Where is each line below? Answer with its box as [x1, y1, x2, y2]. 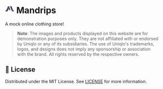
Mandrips [16, 5, 56, 16]
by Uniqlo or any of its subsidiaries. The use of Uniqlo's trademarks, [17, 41, 155, 46]
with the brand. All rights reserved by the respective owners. [17, 51, 140, 57]
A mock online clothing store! [5, 21, 64, 27]
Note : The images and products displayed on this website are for [17, 30, 148, 36]
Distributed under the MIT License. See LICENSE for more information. [5, 78, 147, 84]
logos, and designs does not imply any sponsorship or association [17, 46, 151, 52]
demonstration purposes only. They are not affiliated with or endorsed [17, 36, 159, 42]
